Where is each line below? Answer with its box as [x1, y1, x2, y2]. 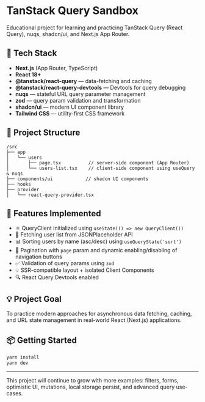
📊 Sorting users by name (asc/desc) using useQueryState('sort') [15, 238, 182, 245]
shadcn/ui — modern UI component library [15, 103, 124, 111]
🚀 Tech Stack [6, 48, 57, 59]
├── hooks [6, 181, 32, 187]
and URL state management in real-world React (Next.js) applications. [6, 316, 182, 324]
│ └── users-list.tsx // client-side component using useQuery [6, 165, 195, 171]
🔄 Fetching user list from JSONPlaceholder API [15, 231, 133, 238]
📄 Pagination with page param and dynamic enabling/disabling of [15, 247, 178, 254]
